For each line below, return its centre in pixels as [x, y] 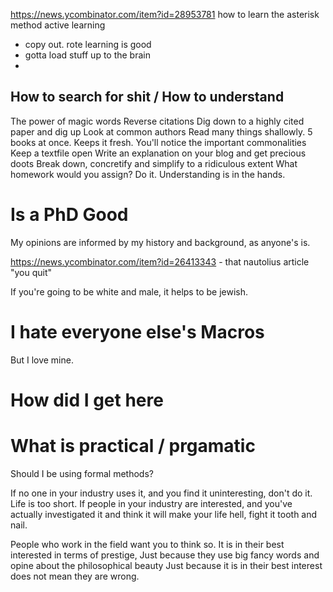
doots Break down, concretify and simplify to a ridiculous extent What [154, 163]
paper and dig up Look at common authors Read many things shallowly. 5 [161, 131]
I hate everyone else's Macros [137, 331]
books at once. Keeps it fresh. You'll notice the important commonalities [158, 142]
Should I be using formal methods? [82, 473]
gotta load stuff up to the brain [87, 55]
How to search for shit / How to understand [147, 97]
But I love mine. [42, 360]
